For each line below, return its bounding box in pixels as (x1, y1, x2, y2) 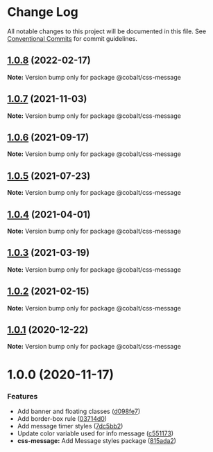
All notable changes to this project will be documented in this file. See (7, 27, 207, 35)
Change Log (7, 4, 78, 20)
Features (7, 391, 38, 401)
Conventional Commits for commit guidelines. (7, 34, 137, 42)
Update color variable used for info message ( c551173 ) (17, 429, 174, 437)
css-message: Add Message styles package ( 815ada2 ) (17, 436, 177, 444)
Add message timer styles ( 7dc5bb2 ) (17, 421, 123, 430)
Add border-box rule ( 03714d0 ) (17, 414, 108, 423)
